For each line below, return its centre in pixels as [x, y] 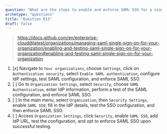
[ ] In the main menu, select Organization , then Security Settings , [80, 100]
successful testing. [32, 127]
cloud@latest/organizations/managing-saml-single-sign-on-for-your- [88, 43]
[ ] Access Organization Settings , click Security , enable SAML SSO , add [85, 116]
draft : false [19, 24]
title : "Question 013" [29, 19]
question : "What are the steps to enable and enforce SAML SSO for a [79, 10]
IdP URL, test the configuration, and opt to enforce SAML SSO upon [82, 121]
